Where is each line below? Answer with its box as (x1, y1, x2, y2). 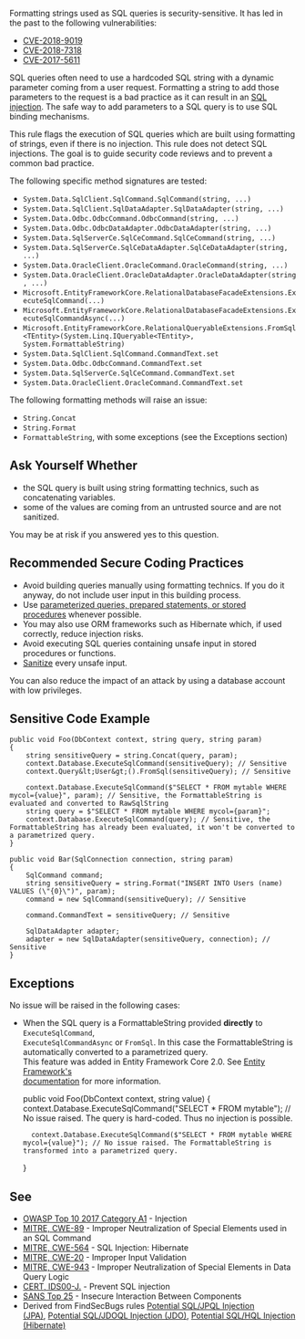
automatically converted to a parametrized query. (22, 1047, 208, 1058)
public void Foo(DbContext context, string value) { (22, 1093, 211, 1104)
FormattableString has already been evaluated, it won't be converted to (9, 823, 296, 832)
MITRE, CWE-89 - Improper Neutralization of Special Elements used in (22, 1223, 288, 1234)
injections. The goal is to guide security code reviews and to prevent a (9, 148, 273, 159)
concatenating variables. (22, 492, 116, 503)
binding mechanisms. (9, 111, 90, 121)
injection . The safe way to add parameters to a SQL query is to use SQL (9, 101, 278, 112)
